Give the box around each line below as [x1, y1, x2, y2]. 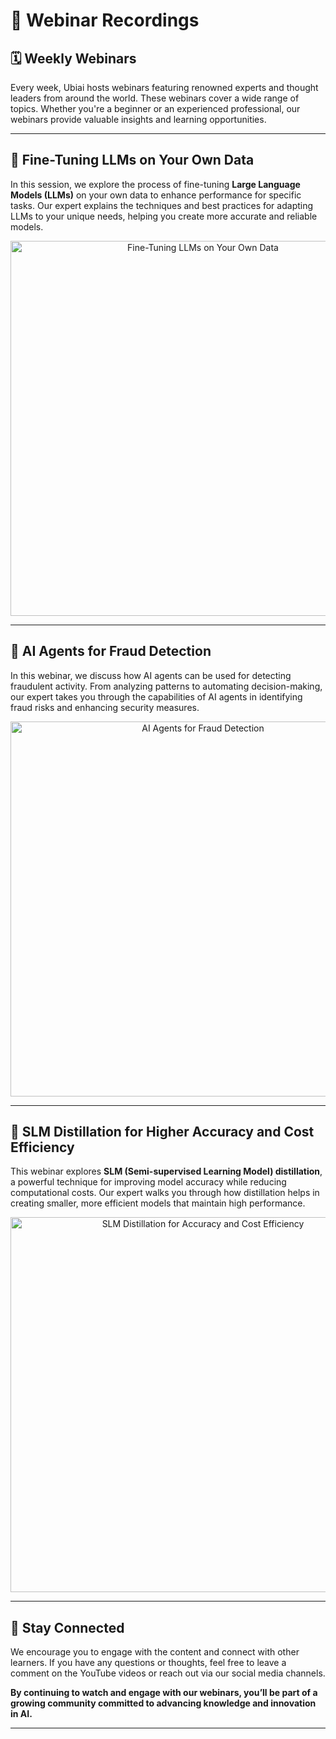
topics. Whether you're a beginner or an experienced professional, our [10, 103, 301, 114]
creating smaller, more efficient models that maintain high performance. [10, 1197, 306, 1209]
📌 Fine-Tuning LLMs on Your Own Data [10, 152, 255, 169]
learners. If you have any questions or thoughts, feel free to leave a [10, 1657, 287, 1669]
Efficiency [10, 1139, 75, 1156]
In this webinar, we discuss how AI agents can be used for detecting [10, 669, 292, 681]
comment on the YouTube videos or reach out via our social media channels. [10, 1667, 326, 1679]
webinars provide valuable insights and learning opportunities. [10, 114, 267, 125]
